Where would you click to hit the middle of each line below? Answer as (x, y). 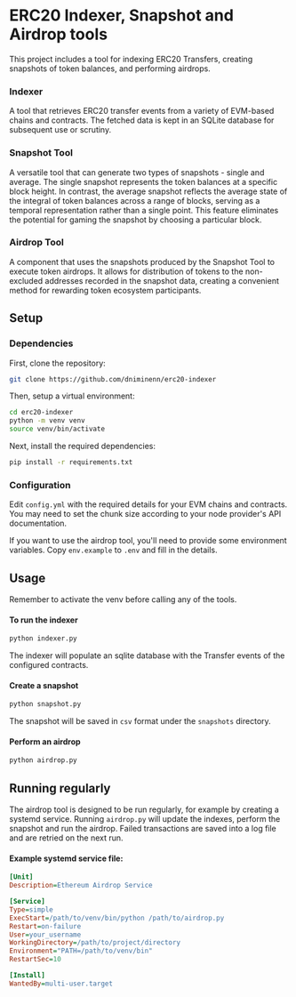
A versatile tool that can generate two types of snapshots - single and (137, 172)
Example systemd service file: (66, 858)
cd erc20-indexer (41, 413)
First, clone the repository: (58, 363)
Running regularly (60, 788)
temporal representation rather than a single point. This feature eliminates (144, 210)
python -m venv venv (48, 421)
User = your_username (45, 935)
